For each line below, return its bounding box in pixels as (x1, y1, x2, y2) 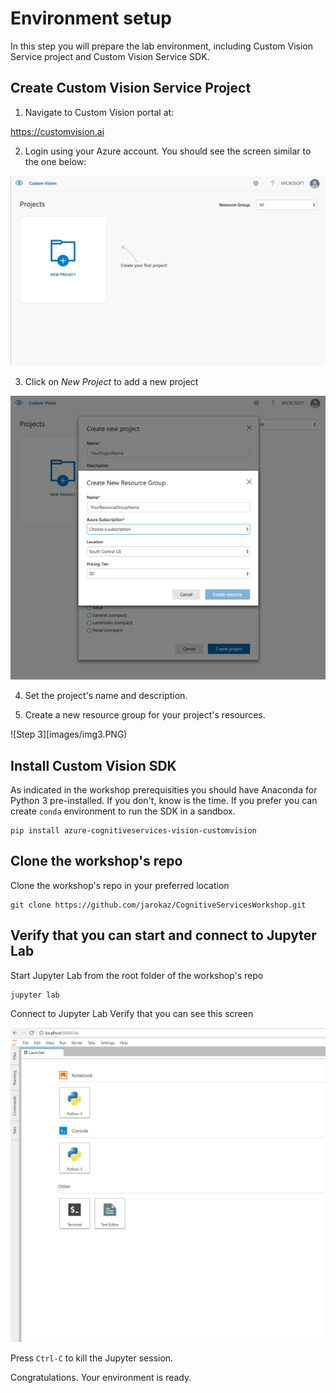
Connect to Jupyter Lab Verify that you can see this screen (10, 1007, 254, 1019)
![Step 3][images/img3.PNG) (10, 728, 128, 741)
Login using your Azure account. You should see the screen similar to (24, 145, 312, 157)
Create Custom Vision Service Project (10, 80, 252, 97)
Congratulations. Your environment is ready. (10, 1371, 192, 1383)
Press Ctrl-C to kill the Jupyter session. (10, 1352, 174, 1364)
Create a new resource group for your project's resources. (24, 709, 266, 721)
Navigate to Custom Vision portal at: (24, 106, 175, 118)
